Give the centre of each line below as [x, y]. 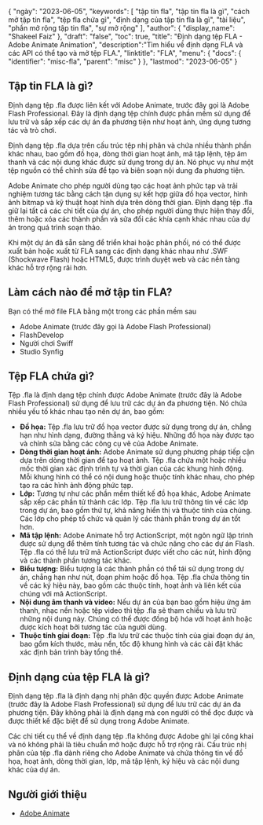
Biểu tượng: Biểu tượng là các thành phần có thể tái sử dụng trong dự [132, 569]
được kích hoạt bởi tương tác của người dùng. [93, 627]
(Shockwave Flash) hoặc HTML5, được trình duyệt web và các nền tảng [124, 259]
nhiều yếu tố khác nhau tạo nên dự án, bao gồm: [86, 412]
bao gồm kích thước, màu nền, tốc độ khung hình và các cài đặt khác [131, 644]
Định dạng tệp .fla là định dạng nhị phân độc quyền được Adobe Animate [126, 696]
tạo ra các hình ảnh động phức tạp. [76, 486]
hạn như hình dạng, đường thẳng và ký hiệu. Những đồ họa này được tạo [137, 435]
